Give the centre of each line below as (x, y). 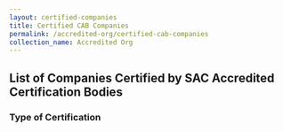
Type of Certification (55, 117)
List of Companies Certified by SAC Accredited (142, 78)
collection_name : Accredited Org (71, 42)
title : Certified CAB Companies (69, 26)
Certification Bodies (66, 92)
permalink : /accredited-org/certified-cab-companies (109, 34)
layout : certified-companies (63, 17)
